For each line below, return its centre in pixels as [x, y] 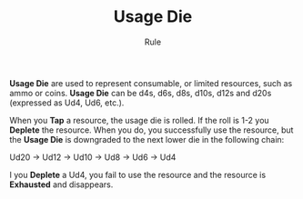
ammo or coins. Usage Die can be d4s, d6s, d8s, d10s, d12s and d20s [141, 93]
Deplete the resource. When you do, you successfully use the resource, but [151, 130]
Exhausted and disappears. [61, 184]
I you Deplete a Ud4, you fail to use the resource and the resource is [138, 174]
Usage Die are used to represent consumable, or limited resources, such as [151, 83]
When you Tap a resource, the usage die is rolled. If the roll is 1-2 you [140, 120]
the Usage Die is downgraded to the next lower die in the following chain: [147, 139]
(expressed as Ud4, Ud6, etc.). [67, 103]
